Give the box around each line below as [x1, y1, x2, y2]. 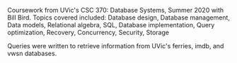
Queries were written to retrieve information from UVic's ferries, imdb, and [7, 42, 224, 50]
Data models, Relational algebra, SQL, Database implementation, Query [7, 21, 215, 29]
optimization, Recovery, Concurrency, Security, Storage [7, 28, 170, 36]
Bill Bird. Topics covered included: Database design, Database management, [7, 13, 230, 22]
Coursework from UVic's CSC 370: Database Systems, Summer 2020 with [7, 6, 224, 14]
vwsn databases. [7, 49, 57, 57]
